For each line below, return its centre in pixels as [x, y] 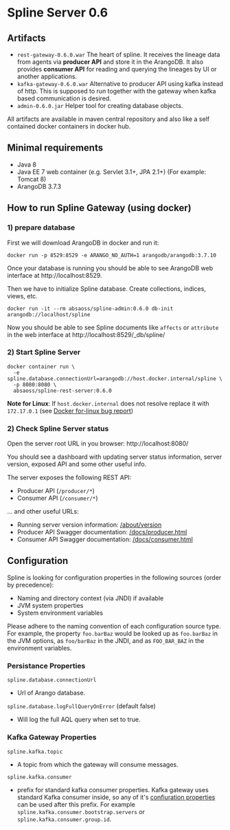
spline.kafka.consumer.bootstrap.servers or [81, 811]
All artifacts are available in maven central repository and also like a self [108, 119]
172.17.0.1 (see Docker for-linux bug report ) [70, 411]
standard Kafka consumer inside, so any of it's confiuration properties [116, 797]
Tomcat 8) [32, 179]
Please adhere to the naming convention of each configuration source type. [114, 626]
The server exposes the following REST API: [69, 478]
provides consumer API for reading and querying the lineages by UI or [117, 69]
